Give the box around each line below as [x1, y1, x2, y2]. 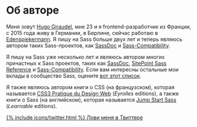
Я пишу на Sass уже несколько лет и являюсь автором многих [6, 53, 165, 60]
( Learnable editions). [6, 102, 57, 109]
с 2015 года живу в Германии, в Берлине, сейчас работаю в [6, 29, 159, 36]
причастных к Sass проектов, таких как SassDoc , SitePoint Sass [6, 60, 167, 67]
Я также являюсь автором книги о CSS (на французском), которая [6, 83, 175, 90]
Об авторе [6, 4, 59, 17]
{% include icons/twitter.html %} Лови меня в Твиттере [6, 113, 143, 121]
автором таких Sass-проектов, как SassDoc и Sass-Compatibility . [6, 42, 170, 49]
